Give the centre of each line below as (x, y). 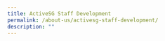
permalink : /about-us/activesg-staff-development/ (83, 20)
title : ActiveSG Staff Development (59, 14)
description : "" (31, 26)
